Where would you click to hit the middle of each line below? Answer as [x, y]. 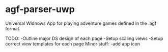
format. [13, 28]
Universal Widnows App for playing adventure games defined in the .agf [81, 23]
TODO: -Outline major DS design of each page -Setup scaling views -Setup [84, 38]
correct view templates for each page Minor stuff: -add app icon [73, 43]
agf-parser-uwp [40, 9]
